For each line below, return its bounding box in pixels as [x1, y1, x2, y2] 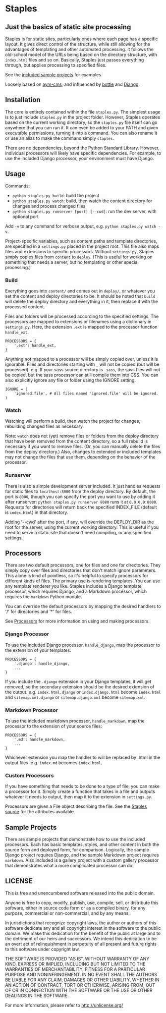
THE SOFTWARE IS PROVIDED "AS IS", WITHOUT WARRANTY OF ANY [5, 956, 150, 961]
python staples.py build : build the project [12, 192, 100, 198]
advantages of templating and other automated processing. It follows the [5, 47, 154, 52]
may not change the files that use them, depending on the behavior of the [5, 454, 156, 460]
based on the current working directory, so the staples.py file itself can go [5, 119, 158, 125]
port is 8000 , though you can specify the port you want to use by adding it [5, 494, 155, 500]
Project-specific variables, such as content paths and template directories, [5, 238, 158, 244]
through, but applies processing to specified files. [5, 62, 107, 68]
